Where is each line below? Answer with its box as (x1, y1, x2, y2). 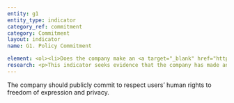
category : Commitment (7, 29, 70, 37)
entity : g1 (7, 10, 39, 17)
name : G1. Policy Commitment (7, 42, 92, 49)
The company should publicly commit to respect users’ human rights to (7, 81, 212, 89)
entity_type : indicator (7, 17, 77, 24)
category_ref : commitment (7, 23, 82, 30)
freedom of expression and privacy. (7, 88, 109, 96)
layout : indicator (7, 36, 61, 43)
